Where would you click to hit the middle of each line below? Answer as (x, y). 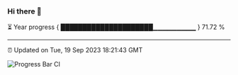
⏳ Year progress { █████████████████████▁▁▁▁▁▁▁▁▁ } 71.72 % (116, 27)
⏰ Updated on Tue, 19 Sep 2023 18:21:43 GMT (75, 50)
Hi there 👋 (25, 11)
